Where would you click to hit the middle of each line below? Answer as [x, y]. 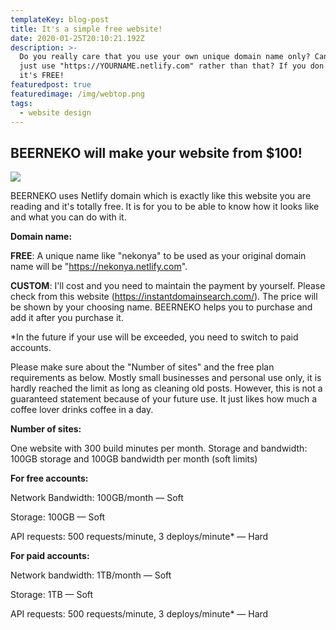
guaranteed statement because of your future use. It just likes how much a [163, 399]
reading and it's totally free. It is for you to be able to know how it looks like [165, 207]
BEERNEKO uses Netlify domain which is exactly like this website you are [161, 196]
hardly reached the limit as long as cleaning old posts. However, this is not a [166, 388]
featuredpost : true [51, 85]
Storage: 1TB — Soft [52, 595]
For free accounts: [49, 478]
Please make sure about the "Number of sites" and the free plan [142, 367]
